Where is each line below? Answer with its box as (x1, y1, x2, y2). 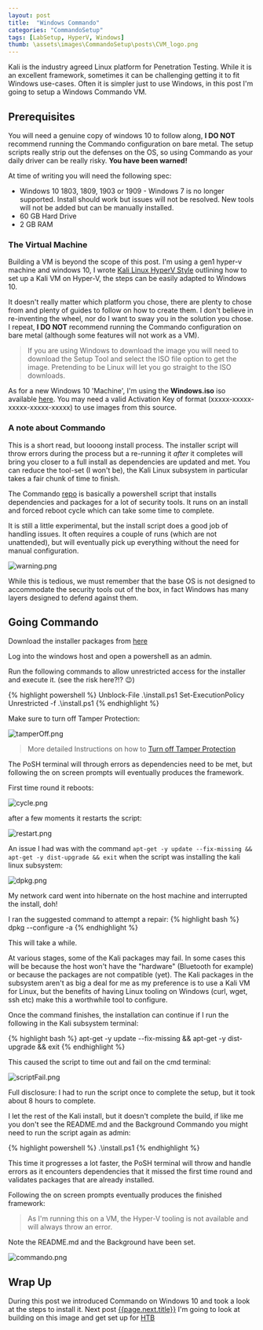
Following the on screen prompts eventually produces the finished (8, 1190, 222, 1200)
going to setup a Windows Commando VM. (8, 87, 148, 97)
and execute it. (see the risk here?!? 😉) (8, 675, 135, 685)
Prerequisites (8, 110, 75, 123)
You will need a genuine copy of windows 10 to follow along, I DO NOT (8, 130, 236, 140)
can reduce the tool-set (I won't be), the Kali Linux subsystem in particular (8, 465, 248, 475)
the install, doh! (8, 900, 58, 909)
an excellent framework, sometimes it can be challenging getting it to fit (8, 71, 240, 80)
